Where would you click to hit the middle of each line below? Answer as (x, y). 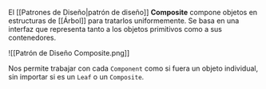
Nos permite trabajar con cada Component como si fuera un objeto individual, (133, 68)
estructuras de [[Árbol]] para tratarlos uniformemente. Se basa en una (124, 21)
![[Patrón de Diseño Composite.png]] (69, 53)
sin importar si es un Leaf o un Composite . (76, 77)
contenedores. (32, 37)
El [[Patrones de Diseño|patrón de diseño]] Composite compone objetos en (133, 12)
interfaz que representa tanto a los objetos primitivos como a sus (115, 29)
